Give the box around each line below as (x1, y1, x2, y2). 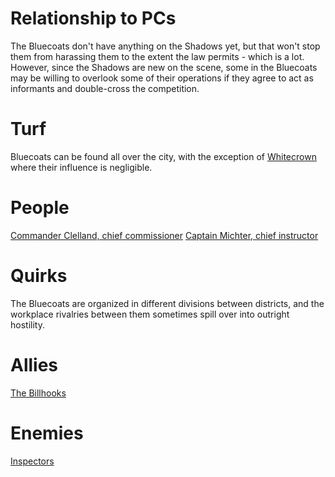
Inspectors (10, 455, 55, 467)
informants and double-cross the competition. (10, 82, 200, 94)
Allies (10, 353, 59, 376)
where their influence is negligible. (10, 161, 153, 173)
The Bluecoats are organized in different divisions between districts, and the (10, 297, 325, 309)
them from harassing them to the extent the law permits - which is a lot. (10, 50, 305, 62)
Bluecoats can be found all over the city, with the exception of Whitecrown (10, 150, 317, 162)
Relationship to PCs (10, 7, 177, 30)
